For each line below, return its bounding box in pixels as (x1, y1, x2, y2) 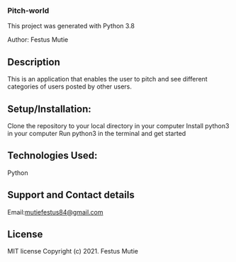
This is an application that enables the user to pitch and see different (7, 75, 208, 84)
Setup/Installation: (7, 103, 92, 115)
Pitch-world (7, 6, 50, 16)
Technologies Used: (7, 149, 98, 161)
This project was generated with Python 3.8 (7, 22, 135, 30)
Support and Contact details (7, 189, 135, 201)
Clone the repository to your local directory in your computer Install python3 (7, 121, 230, 130)
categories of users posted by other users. (7, 82, 133, 91)
